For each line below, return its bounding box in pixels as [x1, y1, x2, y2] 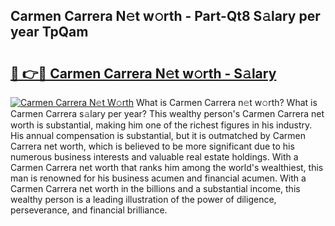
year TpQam [10, 24, 89, 41]
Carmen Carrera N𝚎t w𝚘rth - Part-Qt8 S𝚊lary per [10, 8, 321, 25]
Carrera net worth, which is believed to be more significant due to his [10, 140, 295, 152]
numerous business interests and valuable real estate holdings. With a [10, 151, 299, 163]
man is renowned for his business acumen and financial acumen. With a [10, 172, 307, 184]
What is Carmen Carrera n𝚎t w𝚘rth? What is [135, 97, 318, 108]
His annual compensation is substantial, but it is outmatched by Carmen [10, 130, 306, 141]
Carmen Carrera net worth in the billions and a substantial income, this [10, 183, 301, 194]
